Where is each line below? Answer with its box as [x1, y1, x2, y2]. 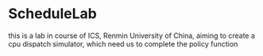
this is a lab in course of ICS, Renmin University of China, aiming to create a [8, 31, 256, 40]
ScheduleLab [8, 5, 98, 23]
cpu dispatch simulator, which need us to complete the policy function [8, 39, 238, 48]
